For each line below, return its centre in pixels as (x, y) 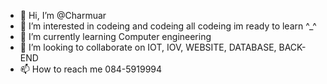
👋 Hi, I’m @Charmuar (63, 15)
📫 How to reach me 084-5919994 (91, 69)
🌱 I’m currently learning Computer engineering (115, 36)
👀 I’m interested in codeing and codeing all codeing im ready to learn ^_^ (168, 26)
